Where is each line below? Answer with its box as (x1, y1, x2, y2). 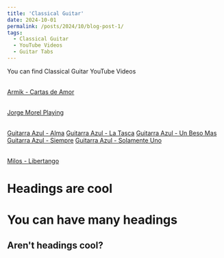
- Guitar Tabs (13, 49, 53, 56)
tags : (7, 29, 23, 36)
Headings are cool (7, 181, 113, 196)
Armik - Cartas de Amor (7, 87, 75, 96)
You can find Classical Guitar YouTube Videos (7, 67, 136, 75)
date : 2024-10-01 (7, 16, 57, 23)
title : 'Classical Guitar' (7, 10, 84, 17)
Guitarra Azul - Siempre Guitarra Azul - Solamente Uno (7, 136, 162, 144)
